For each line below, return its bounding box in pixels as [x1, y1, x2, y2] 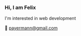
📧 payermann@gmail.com [4, 25, 58, 31]
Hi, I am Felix [4, 4, 36, 11]
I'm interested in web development [4, 15, 76, 21]
